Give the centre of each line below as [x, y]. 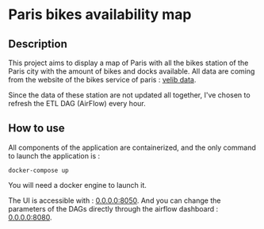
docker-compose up [38, 170]
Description [38, 44]
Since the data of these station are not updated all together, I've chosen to [130, 95]
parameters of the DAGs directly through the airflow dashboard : [113, 208]
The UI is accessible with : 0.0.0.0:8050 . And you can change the [115, 200]
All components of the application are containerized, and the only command [132, 147]
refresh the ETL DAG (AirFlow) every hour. [77, 103]
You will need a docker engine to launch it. [77, 185]
